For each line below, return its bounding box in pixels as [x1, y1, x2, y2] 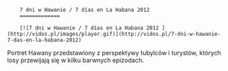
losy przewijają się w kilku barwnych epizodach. [7, 56, 144, 64]
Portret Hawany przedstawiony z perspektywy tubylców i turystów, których [7, 49, 221, 57]
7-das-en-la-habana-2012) [7, 37, 82, 43]
